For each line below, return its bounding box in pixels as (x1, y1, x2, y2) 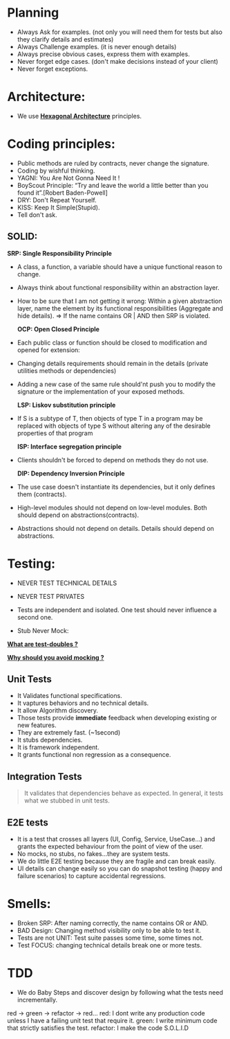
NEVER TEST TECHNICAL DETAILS (17, 579, 117, 587)
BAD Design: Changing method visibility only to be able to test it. (17, 926, 202, 934)
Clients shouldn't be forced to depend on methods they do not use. (17, 455, 209, 464)
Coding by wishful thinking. (17, 166, 95, 175)
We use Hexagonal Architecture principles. (17, 112, 142, 120)
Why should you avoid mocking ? (7, 653, 105, 661)
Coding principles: (7, 137, 116, 152)
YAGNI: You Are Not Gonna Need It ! (17, 173, 120, 182)
